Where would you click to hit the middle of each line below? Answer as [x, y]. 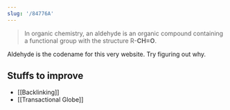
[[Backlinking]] [38, 92]
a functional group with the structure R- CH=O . [90, 40]
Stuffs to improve [45, 76]
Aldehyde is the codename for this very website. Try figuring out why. [107, 54]
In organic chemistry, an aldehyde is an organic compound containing [124, 33]
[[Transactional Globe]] [50, 100]
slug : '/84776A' [30, 13]
